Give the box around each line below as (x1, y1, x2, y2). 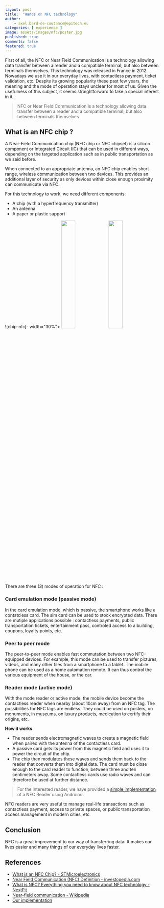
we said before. (5, 156, 37, 162)
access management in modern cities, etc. (5, 811, 91, 817)
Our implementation (12, 897, 52, 903)
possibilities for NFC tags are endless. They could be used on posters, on (5, 706, 153, 712)
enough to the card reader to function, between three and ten (12, 766, 137, 773)
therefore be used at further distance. (12, 777, 89, 783)
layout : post (5, 7, 32, 12)
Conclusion (5, 826, 41, 834)
